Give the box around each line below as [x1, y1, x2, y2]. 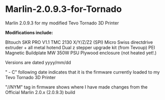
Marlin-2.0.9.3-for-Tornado [5, 3, 122, 15]
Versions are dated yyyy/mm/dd [5, 59, 71, 65]
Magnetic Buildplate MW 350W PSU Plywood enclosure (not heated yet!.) [5, 50, 156, 56]
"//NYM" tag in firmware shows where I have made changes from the [5, 84, 148, 90]
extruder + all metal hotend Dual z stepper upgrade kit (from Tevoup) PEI [5, 44, 155, 50]
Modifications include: [5, 29, 53, 35]
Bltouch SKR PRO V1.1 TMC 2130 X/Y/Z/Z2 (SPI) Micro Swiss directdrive [5, 39, 153, 45]
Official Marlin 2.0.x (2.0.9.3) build [5, 89, 75, 95]
